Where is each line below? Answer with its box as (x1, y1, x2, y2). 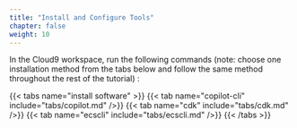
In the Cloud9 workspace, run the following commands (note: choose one (9, 55, 282, 65)
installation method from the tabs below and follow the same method (9, 64, 263, 74)
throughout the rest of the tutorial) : (9, 73, 140, 84)
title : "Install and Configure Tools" (9, 13, 154, 22)
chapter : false (9, 21, 66, 30)
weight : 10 (9, 30, 50, 38)
